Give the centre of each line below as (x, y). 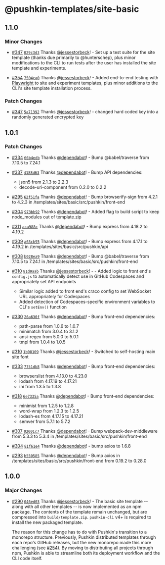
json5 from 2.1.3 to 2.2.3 (44, 182)
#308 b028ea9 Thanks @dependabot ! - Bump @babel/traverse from (80, 256)
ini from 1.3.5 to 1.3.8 (40, 386)
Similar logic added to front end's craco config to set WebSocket (85, 291)
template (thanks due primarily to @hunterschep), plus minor (74, 57)
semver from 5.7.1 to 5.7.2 (45, 421)
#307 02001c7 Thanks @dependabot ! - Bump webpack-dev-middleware (84, 431)
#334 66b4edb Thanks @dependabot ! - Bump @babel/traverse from (80, 157)
